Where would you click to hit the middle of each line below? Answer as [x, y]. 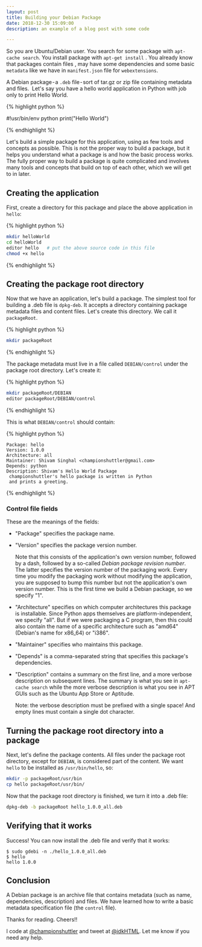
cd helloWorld [24, 242]
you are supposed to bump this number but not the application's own [101, 583]
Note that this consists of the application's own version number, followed [106, 557]
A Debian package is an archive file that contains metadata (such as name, [99, 895]
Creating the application [53, 193]
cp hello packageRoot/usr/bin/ [46, 784]
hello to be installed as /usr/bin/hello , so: [60, 768]
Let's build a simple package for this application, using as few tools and [95, 142]
